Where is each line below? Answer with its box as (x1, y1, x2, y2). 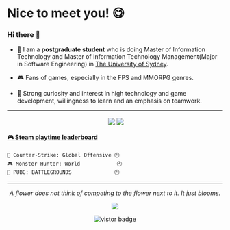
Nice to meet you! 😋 (7, 5, 125, 21)
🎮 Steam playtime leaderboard (7, 133, 98, 142)
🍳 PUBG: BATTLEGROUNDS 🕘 (7, 168, 120, 176)
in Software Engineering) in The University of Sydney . (16, 60, 169, 68)
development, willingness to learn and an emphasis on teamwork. (16, 97, 202, 105)
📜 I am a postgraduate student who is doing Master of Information (16, 45, 205, 53)
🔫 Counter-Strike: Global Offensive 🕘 (7, 151, 120, 159)
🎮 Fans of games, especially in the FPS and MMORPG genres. (16, 74, 194, 82)
